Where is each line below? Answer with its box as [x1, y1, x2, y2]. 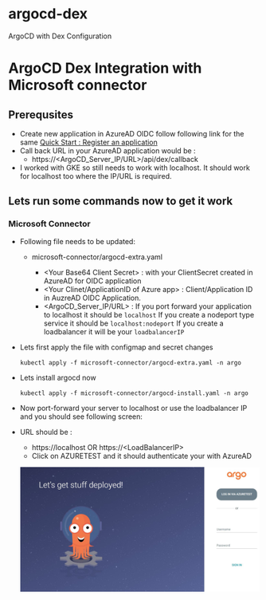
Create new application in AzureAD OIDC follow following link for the [19, 128, 244, 138]
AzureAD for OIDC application [43, 276, 142, 286]
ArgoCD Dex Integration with [8, 59, 202, 77]
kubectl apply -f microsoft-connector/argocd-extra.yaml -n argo [19, 358, 241, 367]
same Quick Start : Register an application [19, 137, 158, 147]
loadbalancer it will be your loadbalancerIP [43, 326, 185, 336]
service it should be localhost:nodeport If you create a [43, 318, 225, 328]
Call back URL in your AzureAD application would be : [19, 145, 197, 156]
